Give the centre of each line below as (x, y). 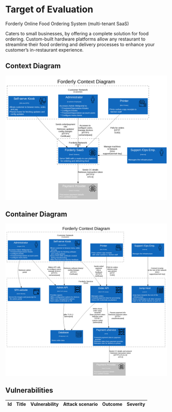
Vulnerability (45, 404)
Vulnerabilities (29, 390)
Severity (136, 404)
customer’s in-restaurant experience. (44, 50)
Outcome (112, 404)
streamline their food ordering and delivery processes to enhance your (80, 44)
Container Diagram (36, 214)
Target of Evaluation (49, 9)
